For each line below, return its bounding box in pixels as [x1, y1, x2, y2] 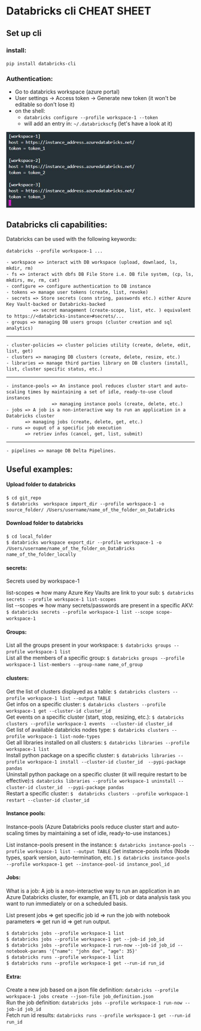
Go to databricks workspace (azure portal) [14, 88, 120, 95]
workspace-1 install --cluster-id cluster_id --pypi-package [28, 759, 186, 765]
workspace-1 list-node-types [28, 733, 100, 740]
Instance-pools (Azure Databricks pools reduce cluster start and [6, 823, 165, 830]
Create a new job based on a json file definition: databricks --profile [6, 986, 179, 993]
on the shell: [14, 107, 46, 114]
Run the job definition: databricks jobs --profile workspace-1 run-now [6, 999, 182, 1006]
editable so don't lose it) [14, 101, 75, 108]
